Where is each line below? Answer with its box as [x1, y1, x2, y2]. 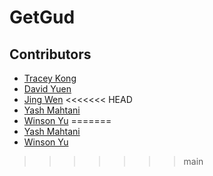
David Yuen [23, 83, 72, 95]
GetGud [9, 6, 76, 29]
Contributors [9, 46, 92, 63]
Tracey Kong [23, 72, 77, 84]
